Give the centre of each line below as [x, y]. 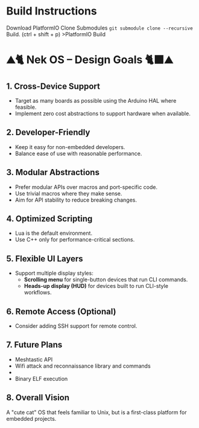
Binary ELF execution [41, 378]
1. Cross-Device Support [53, 86]
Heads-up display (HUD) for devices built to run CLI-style [96, 286]
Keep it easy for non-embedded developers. [70, 147]
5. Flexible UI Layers [45, 259]
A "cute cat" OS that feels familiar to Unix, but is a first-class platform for [96, 412]
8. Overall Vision [38, 398]
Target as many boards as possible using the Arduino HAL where [96, 100]
